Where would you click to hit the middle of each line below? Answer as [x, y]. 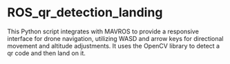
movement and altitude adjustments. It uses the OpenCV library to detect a [113, 46]
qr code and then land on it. [47, 53]
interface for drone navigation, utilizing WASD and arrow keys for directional [115, 38]
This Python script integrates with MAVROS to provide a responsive [103, 31]
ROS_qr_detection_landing [85, 13]
